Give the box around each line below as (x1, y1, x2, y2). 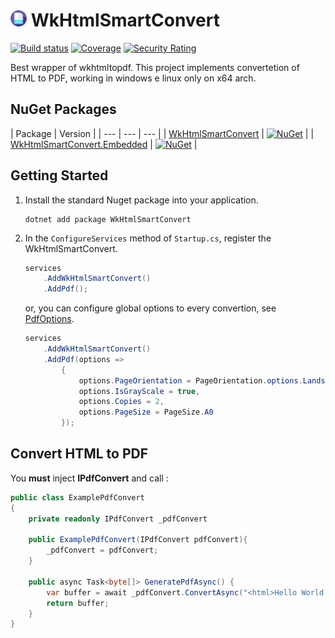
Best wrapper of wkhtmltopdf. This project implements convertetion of (10, 61, 300, 73)
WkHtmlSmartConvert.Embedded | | (10, 138, 198, 150)
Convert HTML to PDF (10, 445, 149, 463)
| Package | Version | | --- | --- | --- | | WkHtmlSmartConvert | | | (10, 127, 315, 139)
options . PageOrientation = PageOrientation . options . (78, 375, 303, 386)
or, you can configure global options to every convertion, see (24, 302, 277, 314)
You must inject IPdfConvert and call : (10, 472, 169, 484)
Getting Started (10, 167, 109, 184)
